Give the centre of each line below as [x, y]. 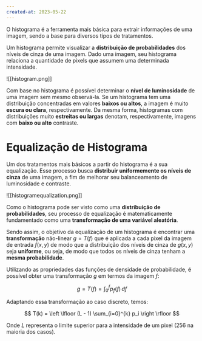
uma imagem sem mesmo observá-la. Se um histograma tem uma [89, 97]
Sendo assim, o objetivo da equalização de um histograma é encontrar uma [101, 232]
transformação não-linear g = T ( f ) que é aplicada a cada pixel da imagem [99, 238]
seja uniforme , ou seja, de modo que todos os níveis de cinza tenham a [96, 251]
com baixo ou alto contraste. [42, 123]
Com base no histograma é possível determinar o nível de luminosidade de [101, 90]
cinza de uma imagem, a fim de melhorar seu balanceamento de [87, 177]
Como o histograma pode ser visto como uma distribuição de [83, 207]
